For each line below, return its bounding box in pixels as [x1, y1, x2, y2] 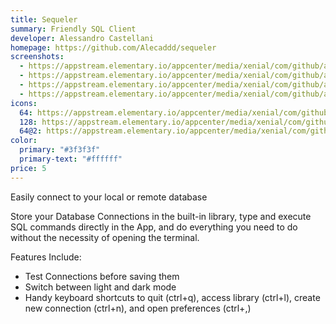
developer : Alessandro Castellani [10, 33, 155, 43]
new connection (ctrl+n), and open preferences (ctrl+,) [24, 302, 252, 314]
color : [10, 136, 38, 146]
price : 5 [10, 163, 47, 173]
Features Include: [10, 251, 82, 263]
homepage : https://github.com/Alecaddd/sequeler [10, 42, 217, 53]
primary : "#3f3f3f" [19, 145, 101, 155]
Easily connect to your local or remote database [10, 191, 208, 203]
